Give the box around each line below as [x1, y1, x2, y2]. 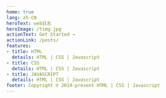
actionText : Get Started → [6, 32, 75, 38]
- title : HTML [6, 49, 43, 55]
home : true [6, 9, 34, 15]
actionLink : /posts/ [6, 37, 59, 43]
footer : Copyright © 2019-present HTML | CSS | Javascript [6, 83, 160, 89]
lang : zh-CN [6, 15, 37, 21]
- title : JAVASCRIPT [6, 71, 59, 77]
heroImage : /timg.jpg [6, 26, 62, 32]
